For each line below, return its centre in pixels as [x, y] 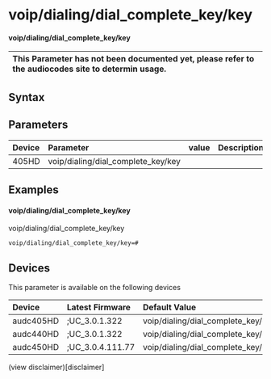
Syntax [27, 97]
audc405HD [35, 321]
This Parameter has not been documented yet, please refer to [133, 59]
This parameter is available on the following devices [95, 287]
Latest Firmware [99, 307]
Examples [33, 189]
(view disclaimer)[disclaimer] [56, 367]
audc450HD [35, 347]
